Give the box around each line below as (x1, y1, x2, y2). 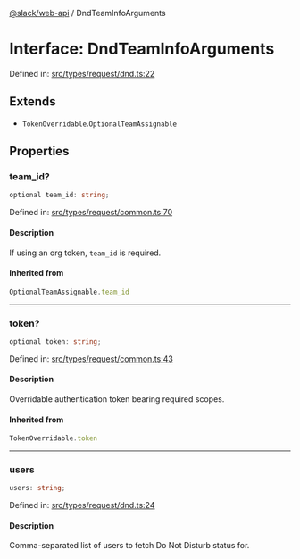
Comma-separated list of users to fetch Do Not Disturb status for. (9, 540, 250, 551)
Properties (9, 144, 70, 159)
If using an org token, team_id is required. (9, 247, 162, 258)
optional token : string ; (9, 337, 102, 346)
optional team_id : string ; (9, 191, 110, 200)
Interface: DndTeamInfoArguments (9, 39, 275, 59)
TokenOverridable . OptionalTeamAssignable (21, 118, 177, 129)
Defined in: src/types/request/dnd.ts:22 (9, 68, 155, 79)
